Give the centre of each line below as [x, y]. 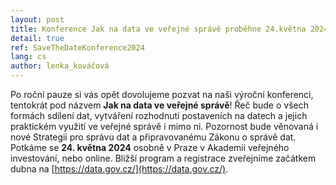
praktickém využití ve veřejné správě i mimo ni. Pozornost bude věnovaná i [164, 126]
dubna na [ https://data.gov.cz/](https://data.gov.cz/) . [119, 169]
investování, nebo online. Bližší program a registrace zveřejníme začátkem [163, 158]
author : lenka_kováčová [60, 66]
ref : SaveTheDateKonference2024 [77, 47]
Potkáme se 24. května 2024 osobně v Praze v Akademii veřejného [150, 147]
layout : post [37, 19]
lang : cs [28, 57]
